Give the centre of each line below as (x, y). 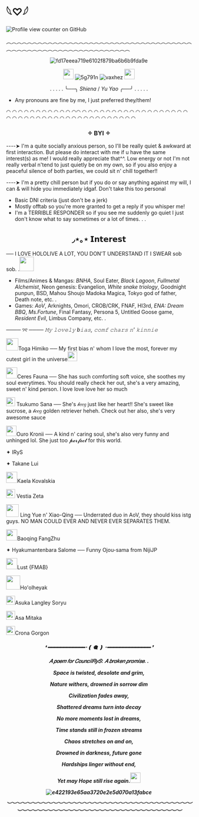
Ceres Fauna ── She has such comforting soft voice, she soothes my (101, 377)
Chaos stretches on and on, (99, 741)
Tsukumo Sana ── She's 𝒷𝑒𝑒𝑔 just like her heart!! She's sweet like (95, 404)
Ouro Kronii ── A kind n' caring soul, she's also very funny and (93, 434)
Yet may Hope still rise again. (94, 780)
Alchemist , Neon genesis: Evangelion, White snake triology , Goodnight (100, 287)
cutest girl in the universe (37, 360)
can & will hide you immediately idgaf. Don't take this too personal (86, 189)
